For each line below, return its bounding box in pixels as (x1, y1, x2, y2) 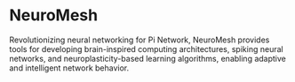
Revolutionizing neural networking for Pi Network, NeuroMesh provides (9, 34, 270, 45)
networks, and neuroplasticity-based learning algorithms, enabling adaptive (9, 53, 286, 63)
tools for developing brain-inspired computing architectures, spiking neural (9, 43, 283, 54)
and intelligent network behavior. (9, 63, 130, 73)
